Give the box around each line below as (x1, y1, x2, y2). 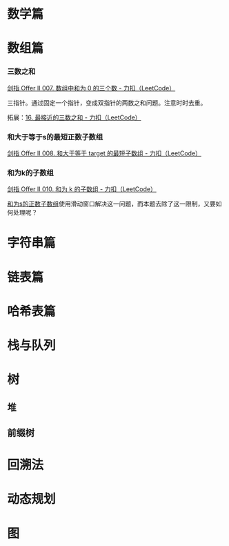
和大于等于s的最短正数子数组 (7, 132, 103, 142)
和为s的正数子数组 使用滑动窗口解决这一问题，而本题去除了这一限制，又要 (7, 199, 216, 208)
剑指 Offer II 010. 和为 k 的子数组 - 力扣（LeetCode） (7, 185, 157, 193)
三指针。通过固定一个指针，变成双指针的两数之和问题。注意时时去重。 (7, 98, 207, 107)
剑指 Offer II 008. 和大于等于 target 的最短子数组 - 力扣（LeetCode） (7, 149, 202, 157)
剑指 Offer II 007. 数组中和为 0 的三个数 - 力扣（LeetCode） (7, 84, 176, 92)
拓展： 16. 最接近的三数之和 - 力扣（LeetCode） (7, 113, 141, 121)
